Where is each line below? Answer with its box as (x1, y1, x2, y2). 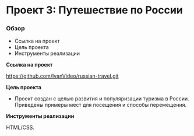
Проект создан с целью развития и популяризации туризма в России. (14, 95, 189, 102)
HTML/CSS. (6, 124, 35, 131)
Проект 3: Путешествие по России (6, 4, 184, 17)
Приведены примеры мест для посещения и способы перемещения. (14, 102, 187, 109)
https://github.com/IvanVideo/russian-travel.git (6, 72, 119, 79)
